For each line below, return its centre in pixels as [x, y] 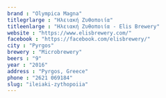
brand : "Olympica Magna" [44, 13]
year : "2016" [28, 65]
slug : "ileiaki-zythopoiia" [48, 84]
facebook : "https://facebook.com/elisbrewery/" [79, 39]
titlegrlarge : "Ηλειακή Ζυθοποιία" [60, 20]
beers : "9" [24, 59]
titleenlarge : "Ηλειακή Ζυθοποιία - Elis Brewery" [83, 26]
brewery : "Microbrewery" [44, 52]
